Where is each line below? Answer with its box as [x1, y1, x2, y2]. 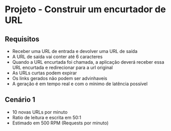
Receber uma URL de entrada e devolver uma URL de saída [12, 48, 138, 54]
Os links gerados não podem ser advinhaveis [12, 75, 108, 81]
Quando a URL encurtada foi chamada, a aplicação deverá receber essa [12, 59, 164, 65]
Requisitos [5, 35, 39, 43]
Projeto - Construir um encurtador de [5, 4, 166, 15]
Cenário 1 [5, 95, 35, 104]
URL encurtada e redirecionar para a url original [12, 65, 113, 70]
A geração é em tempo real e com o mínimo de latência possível [12, 81, 148, 87]
